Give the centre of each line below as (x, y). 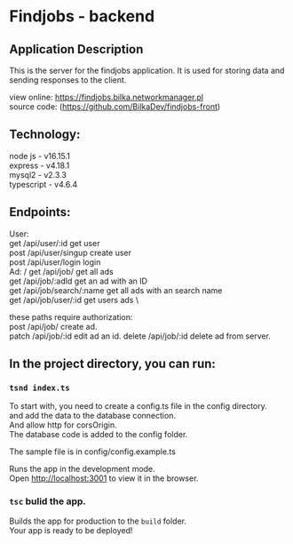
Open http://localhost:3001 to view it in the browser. (104, 478)
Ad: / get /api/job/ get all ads (61, 271)
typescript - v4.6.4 (44, 184)
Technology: (45, 135)
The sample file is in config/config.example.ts (92, 452)
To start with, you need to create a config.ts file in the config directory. (139, 406)
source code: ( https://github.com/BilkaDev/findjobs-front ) (115, 107)
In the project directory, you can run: (112, 364)
